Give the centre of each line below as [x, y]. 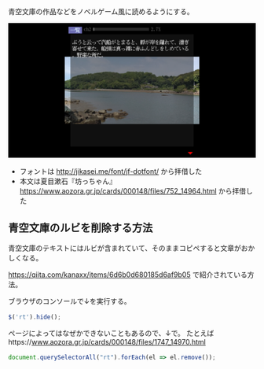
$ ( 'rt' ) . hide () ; [35, 317]
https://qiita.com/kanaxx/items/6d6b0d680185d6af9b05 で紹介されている [128, 275]
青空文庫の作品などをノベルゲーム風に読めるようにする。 [101, 11]
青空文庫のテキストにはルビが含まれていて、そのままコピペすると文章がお [128, 248]
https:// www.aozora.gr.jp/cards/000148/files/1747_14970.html [107, 342]
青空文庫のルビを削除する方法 [81, 228]
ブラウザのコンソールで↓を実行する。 [70, 301]
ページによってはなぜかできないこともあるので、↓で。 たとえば [111, 334]
